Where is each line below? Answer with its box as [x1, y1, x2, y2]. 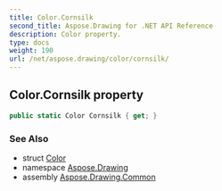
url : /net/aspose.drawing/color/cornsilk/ [9, 54, 169, 63]
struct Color [21, 153, 67, 163]
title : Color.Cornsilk [9, 12, 94, 22]
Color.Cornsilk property [9, 87, 144, 103]
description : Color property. [9, 29, 122, 38]
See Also [9, 132, 49, 145]
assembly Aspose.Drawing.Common [21, 171, 156, 182]
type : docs [9, 37, 50, 47]
